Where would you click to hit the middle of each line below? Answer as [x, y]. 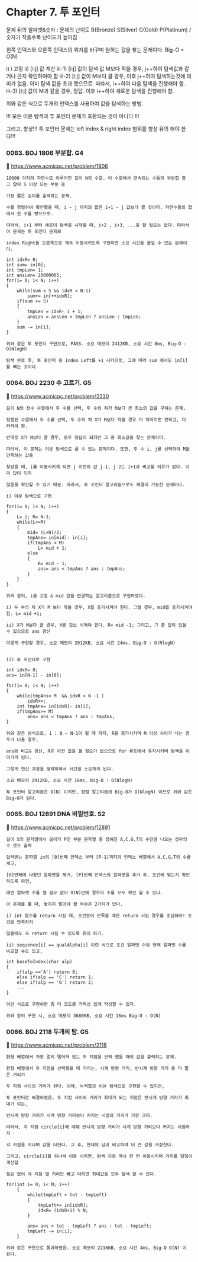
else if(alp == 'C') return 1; [55, 977]
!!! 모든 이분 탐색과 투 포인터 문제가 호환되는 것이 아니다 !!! [73, 116]
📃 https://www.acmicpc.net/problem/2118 [57, 1045]
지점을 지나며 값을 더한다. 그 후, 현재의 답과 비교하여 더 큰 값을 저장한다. [93, 1145]
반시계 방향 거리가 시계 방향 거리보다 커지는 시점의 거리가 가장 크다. [79, 1116]
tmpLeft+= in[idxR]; [63, 1205]
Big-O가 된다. [22, 798]
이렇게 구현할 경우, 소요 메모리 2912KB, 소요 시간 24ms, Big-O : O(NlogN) [91, 643]
